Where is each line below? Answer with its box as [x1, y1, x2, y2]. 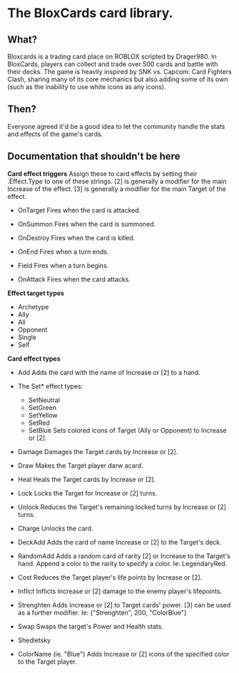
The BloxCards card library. [7, 5, 173, 21]
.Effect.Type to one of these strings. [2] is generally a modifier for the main [7, 177, 227, 185]
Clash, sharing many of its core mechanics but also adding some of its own [7, 75, 228, 83]
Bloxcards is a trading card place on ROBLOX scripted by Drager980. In [7, 52, 218, 61]
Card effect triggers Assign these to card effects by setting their [7, 169, 198, 178]
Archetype [17, 302, 49, 311]
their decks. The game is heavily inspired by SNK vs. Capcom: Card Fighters [7, 68, 232, 76]
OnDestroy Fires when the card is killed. [17, 233, 136, 242]
